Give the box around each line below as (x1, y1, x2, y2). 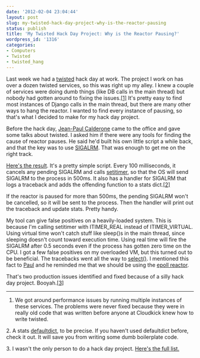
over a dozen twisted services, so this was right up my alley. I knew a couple (6, 81, 194, 88)
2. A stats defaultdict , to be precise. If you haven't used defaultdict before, (6, 327, 189, 334)
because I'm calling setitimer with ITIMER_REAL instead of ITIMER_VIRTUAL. (6, 223, 193, 230)
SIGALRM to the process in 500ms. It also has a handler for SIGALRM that (6, 175, 187, 182)
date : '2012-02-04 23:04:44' (6, 8, 79, 15)
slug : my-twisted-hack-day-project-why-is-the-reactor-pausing (6, 20, 167, 26)
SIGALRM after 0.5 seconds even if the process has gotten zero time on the (6, 242, 192, 249)
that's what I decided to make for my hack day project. (6, 113, 140, 120)
